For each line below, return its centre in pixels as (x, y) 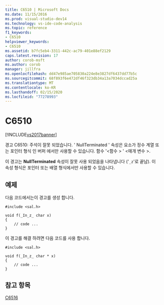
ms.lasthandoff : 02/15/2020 (34, 92)
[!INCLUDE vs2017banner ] (31, 135)
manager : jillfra (23, 69)
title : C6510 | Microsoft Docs (37, 10)
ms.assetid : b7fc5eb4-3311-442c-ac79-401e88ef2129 (58, 51)
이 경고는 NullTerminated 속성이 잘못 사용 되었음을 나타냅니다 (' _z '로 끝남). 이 (81, 162)
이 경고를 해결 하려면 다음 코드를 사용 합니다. (48, 238)
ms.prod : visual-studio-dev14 (36, 19)
